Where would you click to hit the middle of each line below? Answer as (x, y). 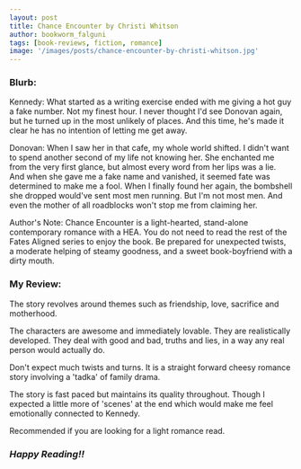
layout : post (34, 18)
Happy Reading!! (47, 454)
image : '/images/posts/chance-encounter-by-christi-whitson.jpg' (134, 51)
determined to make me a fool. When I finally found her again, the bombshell (151, 186)
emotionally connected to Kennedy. (75, 413)
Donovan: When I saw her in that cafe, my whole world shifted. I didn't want (149, 148)
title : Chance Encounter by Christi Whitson (94, 26)
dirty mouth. (32, 261)
